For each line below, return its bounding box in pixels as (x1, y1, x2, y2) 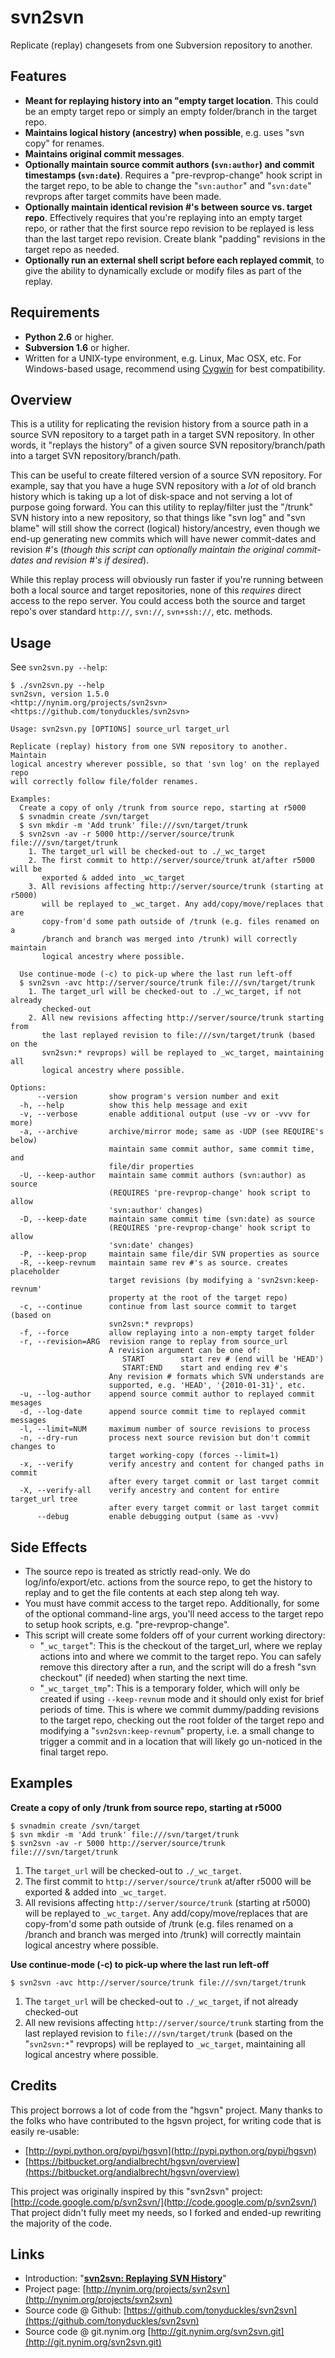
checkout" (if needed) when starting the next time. (39, 1672, 248, 1683)
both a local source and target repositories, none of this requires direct (10, 584, 302, 596)
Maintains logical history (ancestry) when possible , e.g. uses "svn (24, 126, 305, 138)
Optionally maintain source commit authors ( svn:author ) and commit (24, 158, 315, 170)
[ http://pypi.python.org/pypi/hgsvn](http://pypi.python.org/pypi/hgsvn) (24, 2144, 317, 2156)
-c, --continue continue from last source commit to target (19, 1302, 298, 1312)
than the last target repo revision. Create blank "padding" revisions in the (24, 232, 326, 245)
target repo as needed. (24, 243, 120, 255)
